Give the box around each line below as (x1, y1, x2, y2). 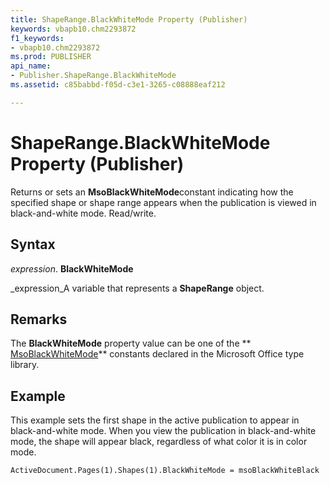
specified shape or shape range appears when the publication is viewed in (10, 196, 317, 208)
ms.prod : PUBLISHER (10, 52, 92, 62)
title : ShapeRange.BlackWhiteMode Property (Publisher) (10, 14, 248, 25)
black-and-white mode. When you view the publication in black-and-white (10, 425, 317, 437)
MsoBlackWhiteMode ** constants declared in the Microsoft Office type (10, 348, 305, 360)
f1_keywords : (10, 33, 65, 43)
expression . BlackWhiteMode (10, 262, 134, 275)
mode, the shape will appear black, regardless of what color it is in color (10, 436, 308, 448)
